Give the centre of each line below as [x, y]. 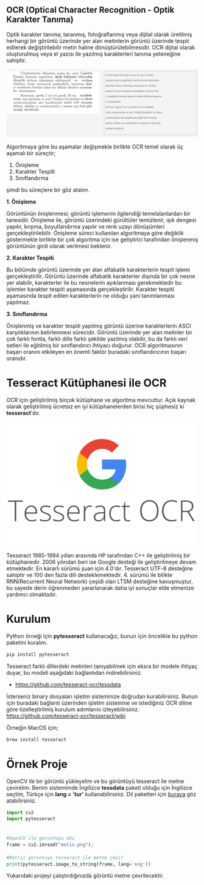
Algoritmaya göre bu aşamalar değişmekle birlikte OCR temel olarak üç [95, 147]
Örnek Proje [37, 764]
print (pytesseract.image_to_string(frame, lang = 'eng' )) [79, 864]
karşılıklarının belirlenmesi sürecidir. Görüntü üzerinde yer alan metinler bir [100, 332]
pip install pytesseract [38, 654]
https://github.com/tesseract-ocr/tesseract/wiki [66, 716]
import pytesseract [31, 819]
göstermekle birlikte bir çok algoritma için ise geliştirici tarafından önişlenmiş [102, 239]
